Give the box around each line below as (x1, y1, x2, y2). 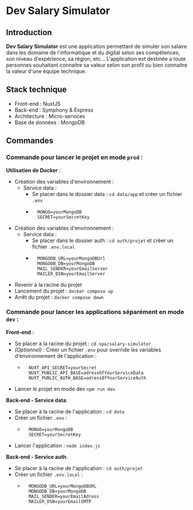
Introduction (6, 27, 52, 37)
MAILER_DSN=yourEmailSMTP (28, 498, 92, 504)
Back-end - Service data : (6, 397, 68, 404)
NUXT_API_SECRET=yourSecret (28, 364, 97, 371)
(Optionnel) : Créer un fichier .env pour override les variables (14, 346, 162, 353)
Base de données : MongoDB (14, 119, 85, 126)
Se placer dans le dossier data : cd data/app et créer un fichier (31, 190, 183, 197)
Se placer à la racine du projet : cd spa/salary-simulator (14, 340, 152, 347)
